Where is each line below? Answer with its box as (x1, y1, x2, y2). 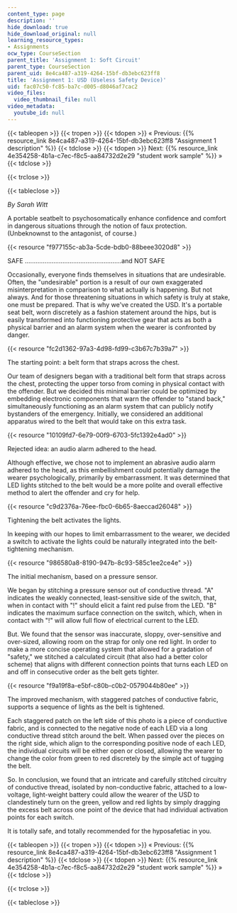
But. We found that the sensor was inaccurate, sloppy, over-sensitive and (7, 629, 221, 638)
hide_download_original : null (7, 30, 97, 38)
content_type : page (7, 10, 65, 18)
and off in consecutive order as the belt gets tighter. (7, 668, 160, 676)
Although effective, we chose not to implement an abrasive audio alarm (7, 458, 216, 467)
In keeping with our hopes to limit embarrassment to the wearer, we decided (7, 529, 231, 538)
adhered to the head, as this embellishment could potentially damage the (7, 465, 221, 474)
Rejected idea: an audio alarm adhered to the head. (7, 444, 158, 453)
